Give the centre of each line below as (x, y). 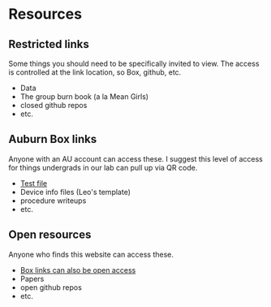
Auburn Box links (53, 139)
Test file (33, 183)
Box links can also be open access (78, 270)
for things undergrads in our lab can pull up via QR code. (103, 167)
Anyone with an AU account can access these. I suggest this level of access (136, 158)
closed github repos (54, 105)
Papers (32, 279)
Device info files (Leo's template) (75, 192)
